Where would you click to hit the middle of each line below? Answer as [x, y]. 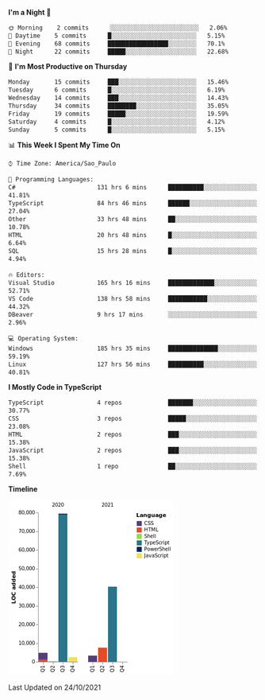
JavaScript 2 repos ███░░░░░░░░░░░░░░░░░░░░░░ [133, 450]
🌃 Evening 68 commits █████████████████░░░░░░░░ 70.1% [117, 44]
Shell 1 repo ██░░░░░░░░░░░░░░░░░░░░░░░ [133, 466]
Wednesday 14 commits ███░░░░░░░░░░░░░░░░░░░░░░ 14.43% [118, 98]
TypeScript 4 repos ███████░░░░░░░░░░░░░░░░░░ [133, 402]
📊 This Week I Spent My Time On [64, 145]
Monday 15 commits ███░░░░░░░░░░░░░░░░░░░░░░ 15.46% [118, 82]
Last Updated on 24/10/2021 [55, 687]
